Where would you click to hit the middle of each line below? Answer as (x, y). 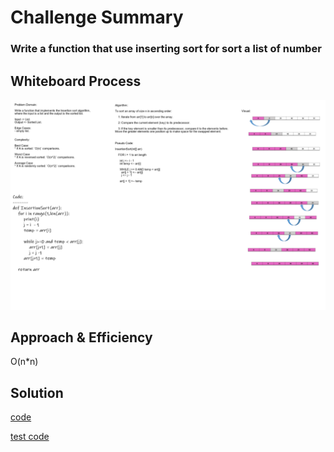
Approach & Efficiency (81, 337)
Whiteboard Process (76, 81)
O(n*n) (24, 362)
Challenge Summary (97, 17)
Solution (37, 392)
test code (30, 437)
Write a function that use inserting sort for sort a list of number (166, 49)
